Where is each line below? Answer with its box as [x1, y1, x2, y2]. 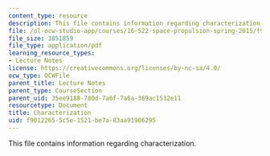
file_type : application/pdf [8, 42, 103, 50]
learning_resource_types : [8, 49, 95, 57]
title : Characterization [8, 109, 92, 117]
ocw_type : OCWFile [8, 72, 70, 80]
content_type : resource [8, 11, 88, 20]
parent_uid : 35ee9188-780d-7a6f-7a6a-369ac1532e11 [8, 94, 182, 102]
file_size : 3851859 [8, 34, 74, 43]
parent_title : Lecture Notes [8, 79, 106, 87]
